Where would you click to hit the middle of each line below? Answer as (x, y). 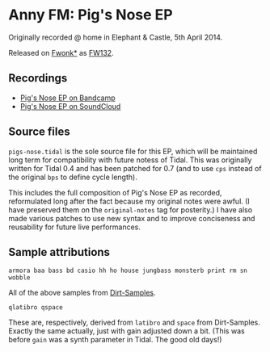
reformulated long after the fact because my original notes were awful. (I (129, 201)
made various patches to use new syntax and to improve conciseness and (132, 218)
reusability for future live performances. (75, 227)
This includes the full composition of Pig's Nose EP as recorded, (115, 192)
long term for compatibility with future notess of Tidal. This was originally (130, 160)
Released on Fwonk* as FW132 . (61, 52)
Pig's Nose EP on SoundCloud (70, 106)
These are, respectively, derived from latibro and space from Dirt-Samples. (135, 323)
